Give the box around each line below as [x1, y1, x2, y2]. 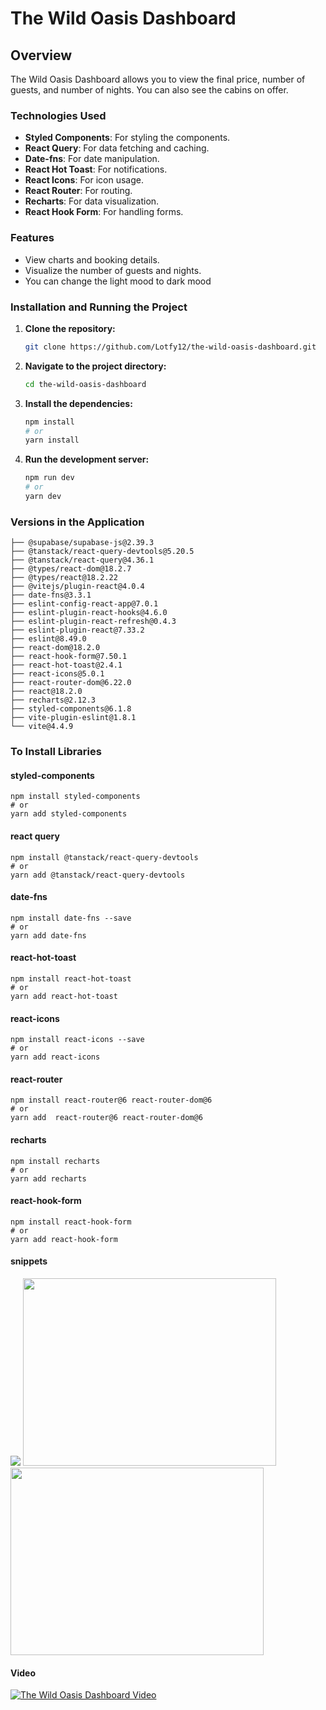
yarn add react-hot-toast [10, 991, 118, 1001]
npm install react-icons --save [10, 1035, 145, 1045]
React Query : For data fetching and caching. [24, 142, 210, 154]
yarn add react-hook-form [10, 1234, 118, 1244]
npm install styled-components [10, 792, 141, 802]
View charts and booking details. [24, 253, 160, 266]
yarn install [24, 435, 80, 446]
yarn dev [24, 492, 62, 502]
